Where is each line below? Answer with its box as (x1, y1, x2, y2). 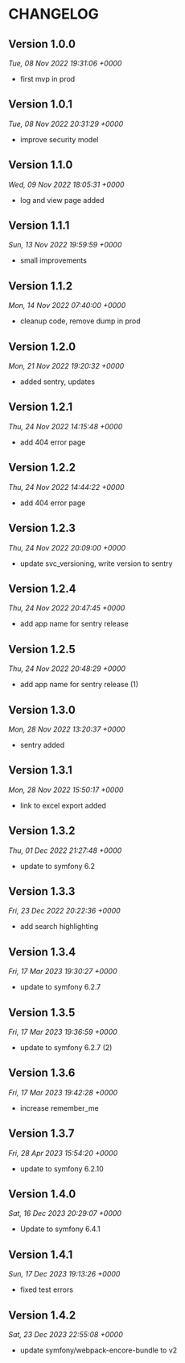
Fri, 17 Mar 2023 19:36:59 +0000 (8, 1028, 118, 1036)
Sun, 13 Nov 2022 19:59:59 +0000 (8, 240, 122, 250)
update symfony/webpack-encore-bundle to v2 (19, 1345, 178, 1355)
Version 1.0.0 (8, 37, 76, 51)
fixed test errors (19, 1285, 74, 1294)
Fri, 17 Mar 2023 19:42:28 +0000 (8, 1087, 118, 1097)
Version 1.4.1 (8, 1247, 73, 1261)
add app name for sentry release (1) (19, 680, 139, 690)
